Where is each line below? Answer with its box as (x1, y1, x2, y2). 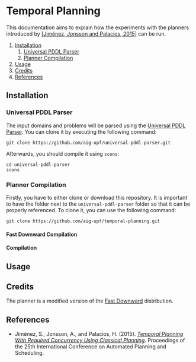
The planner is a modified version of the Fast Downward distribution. (6, 297, 173, 304)
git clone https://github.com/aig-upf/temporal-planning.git (6, 218, 160, 224)
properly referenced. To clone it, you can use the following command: (6, 206, 176, 213)
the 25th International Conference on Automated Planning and (14, 343, 167, 350)
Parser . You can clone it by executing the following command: (6, 128, 157, 135)
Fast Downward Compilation (6, 231, 78, 238)
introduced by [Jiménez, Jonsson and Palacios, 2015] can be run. (6, 30, 166, 37)
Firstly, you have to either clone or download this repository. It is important (6, 194, 188, 201)
